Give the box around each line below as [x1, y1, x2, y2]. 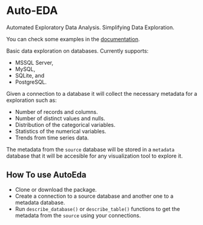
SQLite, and [15, 72, 45, 79]
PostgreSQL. [15, 78, 47, 86]
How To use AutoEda [6, 170, 87, 180]
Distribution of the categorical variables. [15, 121, 116, 128]
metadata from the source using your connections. [15, 212, 141, 219]
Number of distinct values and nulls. [15, 115, 105, 122]
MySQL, [15, 65, 36, 73]
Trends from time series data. [15, 134, 89, 141]
